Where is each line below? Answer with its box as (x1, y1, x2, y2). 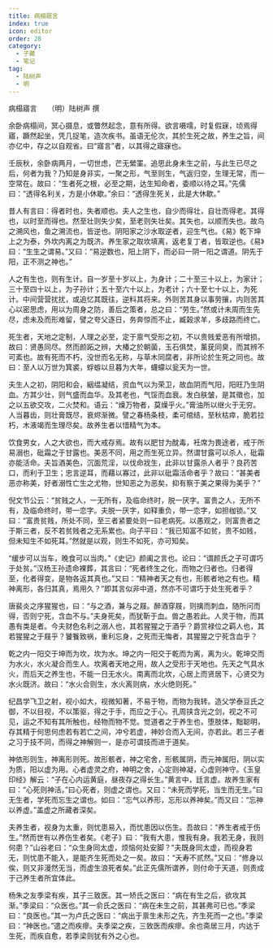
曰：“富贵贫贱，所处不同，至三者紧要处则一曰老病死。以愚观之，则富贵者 (8, 515, 254, 525)
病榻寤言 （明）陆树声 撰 (8, 103, 100, 113)
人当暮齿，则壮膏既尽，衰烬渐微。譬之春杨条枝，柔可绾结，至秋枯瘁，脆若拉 (8, 409, 265, 419)
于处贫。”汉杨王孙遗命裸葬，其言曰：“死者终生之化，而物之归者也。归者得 (8, 563, 253, 573)
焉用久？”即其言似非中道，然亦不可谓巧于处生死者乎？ (71, 583, 254, 593)
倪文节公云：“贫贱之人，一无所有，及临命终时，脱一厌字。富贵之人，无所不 (8, 495, 262, 504)
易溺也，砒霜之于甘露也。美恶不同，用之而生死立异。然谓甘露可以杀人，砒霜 (8, 448, 265, 457)
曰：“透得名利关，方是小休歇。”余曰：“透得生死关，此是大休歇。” (8, 188, 221, 198)
